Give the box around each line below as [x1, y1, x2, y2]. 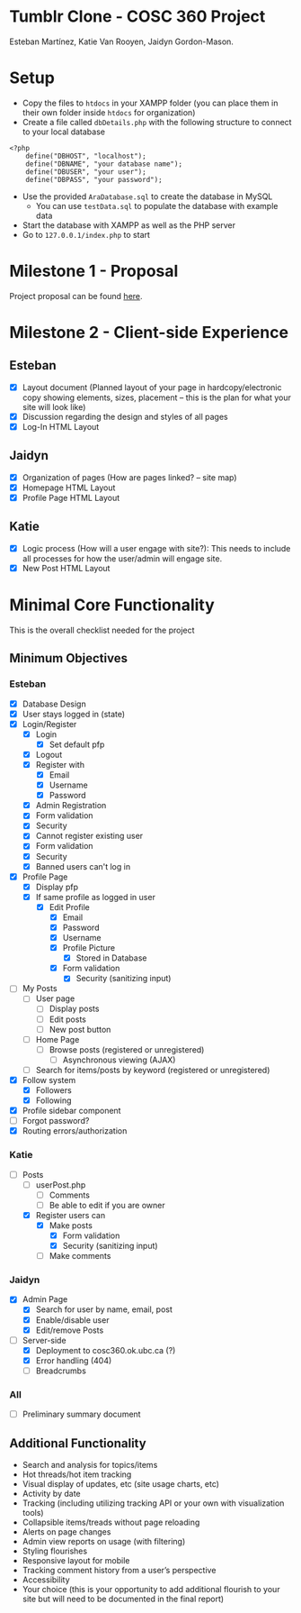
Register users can [35, 1209, 106, 1220]
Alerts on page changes [22, 1526, 111, 1537]
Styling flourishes [22, 1545, 88, 1556]
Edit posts [49, 1014, 87, 1025]
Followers [35, 1084, 72, 1096]
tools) [22, 1508, 44, 1518]
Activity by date [22, 1489, 81, 1499]
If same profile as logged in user [35, 891, 155, 902]
